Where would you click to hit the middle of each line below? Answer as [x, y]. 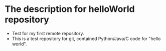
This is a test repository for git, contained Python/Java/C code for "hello [86, 39]
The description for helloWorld [70, 9]
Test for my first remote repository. [48, 33]
